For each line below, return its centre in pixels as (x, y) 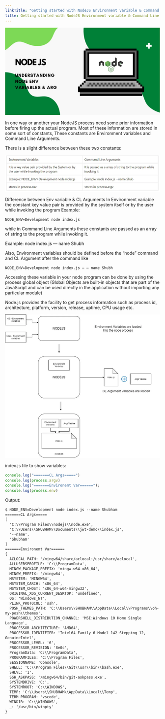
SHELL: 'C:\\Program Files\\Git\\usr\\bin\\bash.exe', (67, 668)
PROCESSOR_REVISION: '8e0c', (39, 648)
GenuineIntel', (21, 638)
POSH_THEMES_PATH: (28, 609)
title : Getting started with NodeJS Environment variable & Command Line (82, 16)
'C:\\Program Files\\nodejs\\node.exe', (51, 525)
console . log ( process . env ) (31, 491)
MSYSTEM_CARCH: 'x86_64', (36, 584)
